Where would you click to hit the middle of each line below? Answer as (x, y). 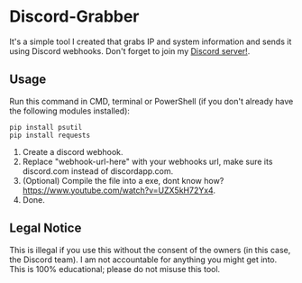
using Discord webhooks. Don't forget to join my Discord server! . (130, 50)
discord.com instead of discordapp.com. (98, 171)
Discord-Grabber (74, 17)
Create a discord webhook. (73, 151)
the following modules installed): (70, 111)
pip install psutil (46, 127)
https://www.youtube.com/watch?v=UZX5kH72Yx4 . (119, 190)
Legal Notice (46, 228)
